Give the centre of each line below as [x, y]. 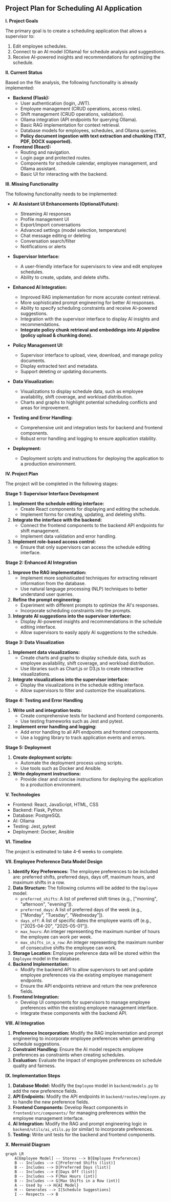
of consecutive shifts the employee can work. [68, 948]
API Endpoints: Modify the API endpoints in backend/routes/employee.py [89, 1096]
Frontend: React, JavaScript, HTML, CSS [56, 804]
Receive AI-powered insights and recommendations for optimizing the [87, 57]
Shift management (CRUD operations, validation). [72, 114]
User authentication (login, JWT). [55, 103]
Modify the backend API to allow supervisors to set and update [87, 969]
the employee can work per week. [56, 937]
